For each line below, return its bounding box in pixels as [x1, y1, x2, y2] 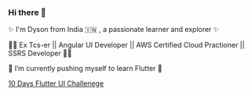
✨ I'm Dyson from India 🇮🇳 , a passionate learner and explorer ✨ [8, 25, 220, 34]
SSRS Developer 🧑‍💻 [8, 48, 72, 58]
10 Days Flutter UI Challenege [8, 79, 104, 88]
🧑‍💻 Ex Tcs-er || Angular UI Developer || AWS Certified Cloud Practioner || [8, 41, 245, 50]
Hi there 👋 [8, 7, 47, 18]
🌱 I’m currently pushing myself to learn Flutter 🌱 [8, 64, 163, 73]
